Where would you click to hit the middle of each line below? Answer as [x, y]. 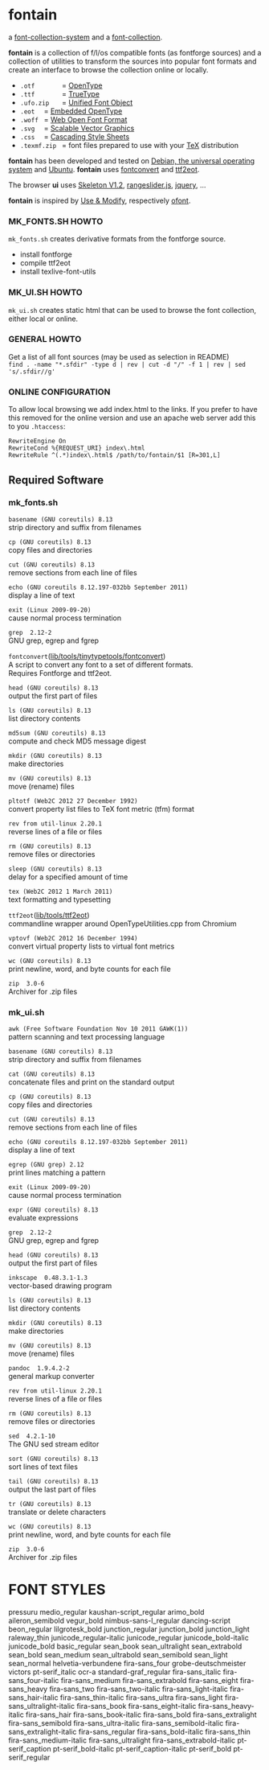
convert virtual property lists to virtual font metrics [92, 946]
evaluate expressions [43, 1218]
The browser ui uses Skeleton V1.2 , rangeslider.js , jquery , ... [107, 185]
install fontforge [46, 254]
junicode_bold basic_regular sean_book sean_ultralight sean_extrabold [125, 1646]
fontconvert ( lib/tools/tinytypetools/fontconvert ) [87, 656]
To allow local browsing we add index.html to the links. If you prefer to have [133, 410]
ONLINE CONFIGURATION [59, 392]
